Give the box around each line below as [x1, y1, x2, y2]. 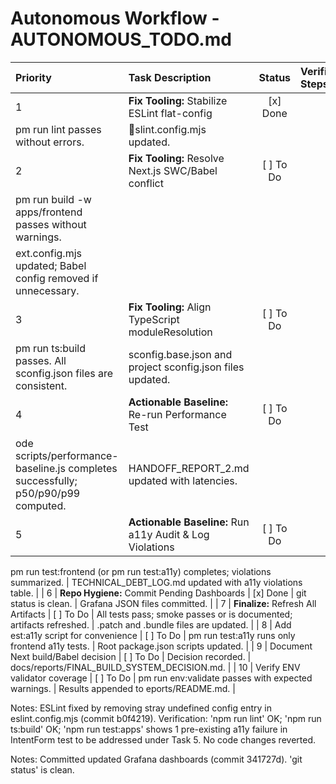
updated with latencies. [128, 473, 238, 487]
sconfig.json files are [15, 366, 114, 380]
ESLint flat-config [128, 106, 213, 120]
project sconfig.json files [128, 360, 245, 374]
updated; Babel [15, 258, 87, 272]
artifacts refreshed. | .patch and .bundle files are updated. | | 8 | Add [10, 618, 292, 631]
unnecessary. [15, 283, 80, 297]
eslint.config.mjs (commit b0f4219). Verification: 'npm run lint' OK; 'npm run [10, 712, 322, 724]
